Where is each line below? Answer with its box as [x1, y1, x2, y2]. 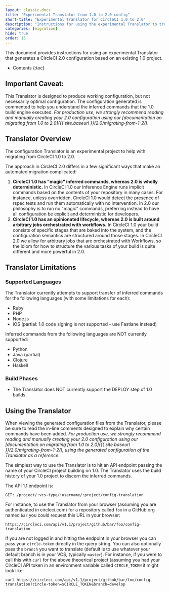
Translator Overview [5, 135, 72, 143]
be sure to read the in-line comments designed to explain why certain [5, 425, 150, 431]
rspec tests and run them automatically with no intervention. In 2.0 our [12, 200, 159, 206]
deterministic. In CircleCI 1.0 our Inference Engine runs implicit [12, 183, 144, 190]
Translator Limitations [5, 263, 76, 272]
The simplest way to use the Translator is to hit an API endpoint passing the [5, 462, 163, 468]
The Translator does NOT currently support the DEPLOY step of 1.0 [12, 386, 152, 393]
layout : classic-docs [5, 7, 51, 13]
